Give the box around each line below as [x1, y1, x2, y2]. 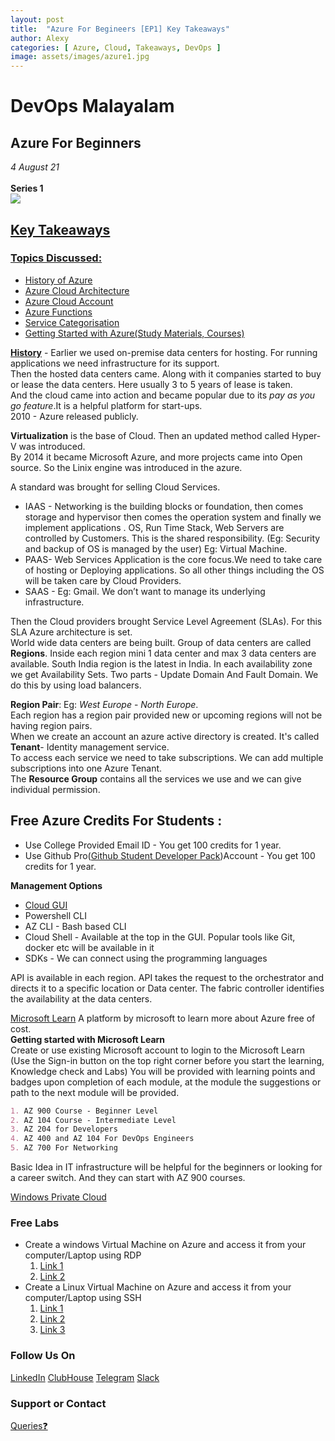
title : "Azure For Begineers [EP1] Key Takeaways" [10, 24, 230, 34]
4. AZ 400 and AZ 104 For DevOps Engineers [10, 1134, 195, 1144]
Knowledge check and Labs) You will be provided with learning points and [10, 1065, 316, 1077]
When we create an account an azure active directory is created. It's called [10, 730, 320, 742]
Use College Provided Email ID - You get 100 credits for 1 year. [24, 839, 282, 851]
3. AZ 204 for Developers [10, 1124, 118, 1135]
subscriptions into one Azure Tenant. [10, 762, 163, 774]
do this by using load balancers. [10, 679, 142, 691]
